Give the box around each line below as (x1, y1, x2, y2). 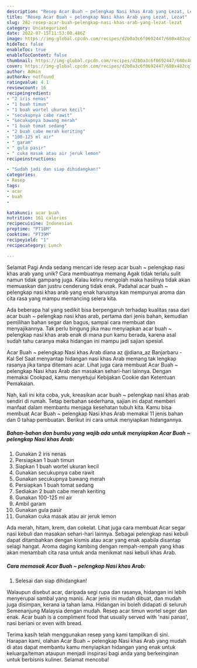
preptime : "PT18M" (6, 226, 51, 232)
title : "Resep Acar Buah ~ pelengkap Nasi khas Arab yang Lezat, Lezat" (6, 14, 188, 20)
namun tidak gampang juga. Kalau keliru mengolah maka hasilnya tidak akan (6, 276, 191, 283)
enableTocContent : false (6, 52, 67, 58)
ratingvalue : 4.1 (6, 80, 49, 86)
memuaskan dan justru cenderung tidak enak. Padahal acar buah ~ (6, 282, 168, 289)
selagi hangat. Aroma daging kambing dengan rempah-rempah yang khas (6, 543, 185, 550)
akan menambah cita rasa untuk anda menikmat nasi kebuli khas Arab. (6, 549, 177, 556)
